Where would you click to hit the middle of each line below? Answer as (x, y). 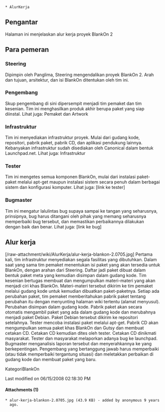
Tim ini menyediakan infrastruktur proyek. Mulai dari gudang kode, (73, 137)
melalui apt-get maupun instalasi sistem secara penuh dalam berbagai (89, 182)
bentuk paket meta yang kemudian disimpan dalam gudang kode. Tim (76, 275)
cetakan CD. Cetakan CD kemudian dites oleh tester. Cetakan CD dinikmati (81, 333)
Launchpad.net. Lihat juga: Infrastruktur (45, 153)
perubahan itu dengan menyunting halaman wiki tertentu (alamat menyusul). (82, 301)
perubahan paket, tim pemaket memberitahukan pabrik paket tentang (76, 296)
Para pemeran (27, 50)
